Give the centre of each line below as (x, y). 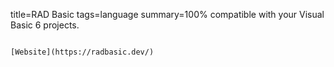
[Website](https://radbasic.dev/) (82, 52)
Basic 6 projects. (45, 25)
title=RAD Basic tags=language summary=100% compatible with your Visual (167, 14)
